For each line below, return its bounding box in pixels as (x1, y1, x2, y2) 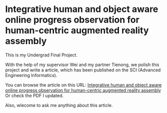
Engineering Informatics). (5, 72, 57, 78)
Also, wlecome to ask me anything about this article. (5, 102, 113, 108)
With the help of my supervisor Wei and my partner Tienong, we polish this (5, 61, 159, 67)
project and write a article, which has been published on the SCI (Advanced (5, 66, 161, 73)
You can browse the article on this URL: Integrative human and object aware (5, 81, 162, 88)
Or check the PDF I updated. (5, 92, 64, 98)
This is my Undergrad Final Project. (5, 51, 77, 58)
